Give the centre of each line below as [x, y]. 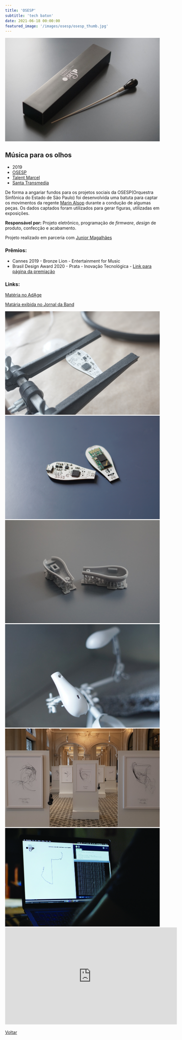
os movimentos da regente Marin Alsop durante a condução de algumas [78, 202]
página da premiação [34, 271]
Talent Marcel [26, 177]
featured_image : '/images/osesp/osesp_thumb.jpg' [57, 26]
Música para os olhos [39, 155]
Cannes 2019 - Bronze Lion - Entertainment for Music [66, 261]
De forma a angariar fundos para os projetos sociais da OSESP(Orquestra [79, 192]
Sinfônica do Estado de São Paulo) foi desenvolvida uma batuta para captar [81, 198]
